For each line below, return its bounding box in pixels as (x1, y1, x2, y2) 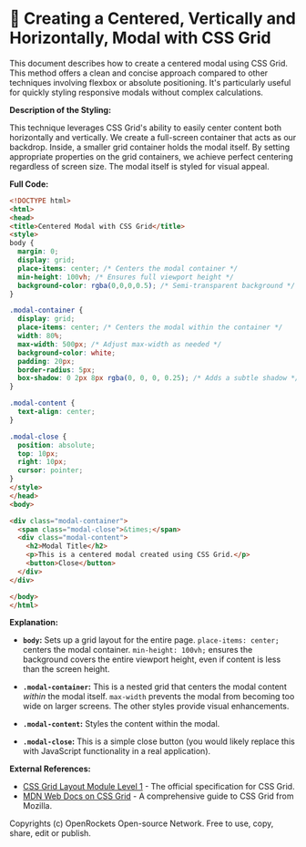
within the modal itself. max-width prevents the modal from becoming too (22, 691, 295, 702)
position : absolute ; (17, 440, 96, 449)
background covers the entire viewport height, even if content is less (22, 654, 281, 665)
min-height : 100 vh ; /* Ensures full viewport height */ (17, 273, 234, 282)
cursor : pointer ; (17, 466, 84, 475)
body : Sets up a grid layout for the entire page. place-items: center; (22, 635, 280, 646)
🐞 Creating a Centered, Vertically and (9, 8, 296, 29)
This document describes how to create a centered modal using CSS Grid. (9, 57, 289, 68)
